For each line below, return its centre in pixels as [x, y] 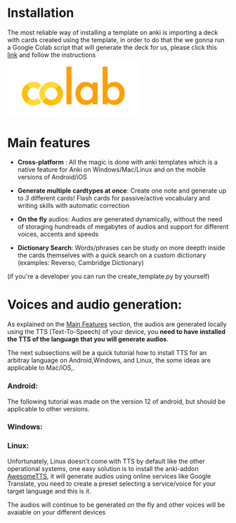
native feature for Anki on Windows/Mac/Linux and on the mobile [111, 169]
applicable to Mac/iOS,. [41, 368]
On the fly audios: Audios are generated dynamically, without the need [120, 219]
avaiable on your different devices [57, 512]
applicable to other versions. [48, 408]
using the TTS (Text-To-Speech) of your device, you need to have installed [117, 332]
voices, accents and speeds [58, 234]
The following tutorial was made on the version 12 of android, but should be [117, 401]
